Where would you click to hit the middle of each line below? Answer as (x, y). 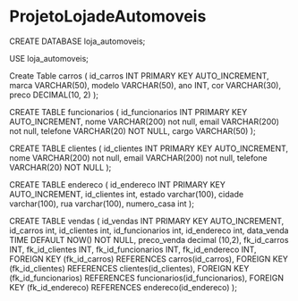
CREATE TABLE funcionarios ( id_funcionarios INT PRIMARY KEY (128, 112)
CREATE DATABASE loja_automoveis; (77, 41)
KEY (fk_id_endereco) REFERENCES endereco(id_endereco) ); (123, 287)
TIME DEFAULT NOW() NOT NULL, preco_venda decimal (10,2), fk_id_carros (149, 239)
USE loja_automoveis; (49, 58)
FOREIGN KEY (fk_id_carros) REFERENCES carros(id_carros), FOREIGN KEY (149, 259)
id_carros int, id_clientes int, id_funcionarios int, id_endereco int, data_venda (149, 230)
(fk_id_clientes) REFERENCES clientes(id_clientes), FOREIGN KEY (129, 268)
